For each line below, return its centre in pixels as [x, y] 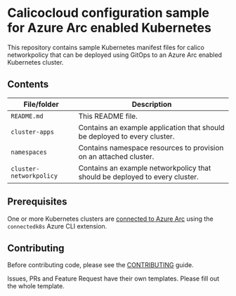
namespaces [29, 152]
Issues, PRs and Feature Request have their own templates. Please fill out [113, 278]
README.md [27, 116]
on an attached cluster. [116, 156]
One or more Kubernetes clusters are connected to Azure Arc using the [110, 219]
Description [152, 104]
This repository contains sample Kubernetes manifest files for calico [106, 47]
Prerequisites [37, 202]
